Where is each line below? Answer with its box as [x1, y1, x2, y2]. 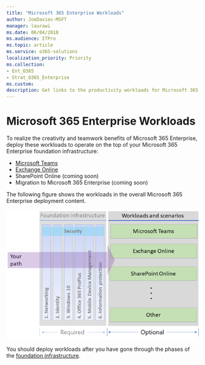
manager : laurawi [6, 23, 51, 29]
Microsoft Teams [15, 160, 58, 167]
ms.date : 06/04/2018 [6, 29, 59, 35]
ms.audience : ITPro [6, 35, 56, 42]
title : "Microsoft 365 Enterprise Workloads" [6, 10, 124, 16]
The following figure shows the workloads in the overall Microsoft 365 [6, 191, 183, 198]
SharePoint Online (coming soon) [15, 172, 99, 180]
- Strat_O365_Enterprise [6, 74, 70, 81]
